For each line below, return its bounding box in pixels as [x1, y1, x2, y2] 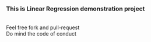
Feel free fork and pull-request [6, 24, 80, 31]
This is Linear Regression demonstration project [6, 5, 145, 13]
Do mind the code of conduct [6, 30, 77, 37]
